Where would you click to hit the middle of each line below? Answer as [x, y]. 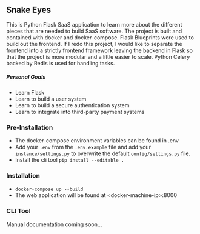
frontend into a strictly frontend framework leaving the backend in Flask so [99, 50]
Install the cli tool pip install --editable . [69, 160]
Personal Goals [26, 77]
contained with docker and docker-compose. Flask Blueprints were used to [100, 37]
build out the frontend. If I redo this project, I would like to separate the [95, 44]
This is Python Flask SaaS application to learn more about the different [94, 24]
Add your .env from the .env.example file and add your [83, 147]
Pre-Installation [30, 127]
